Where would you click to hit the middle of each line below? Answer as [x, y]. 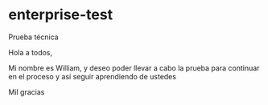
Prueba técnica [33, 37]
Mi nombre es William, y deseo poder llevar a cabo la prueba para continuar [134, 68]
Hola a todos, [31, 52]
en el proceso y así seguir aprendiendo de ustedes [93, 76]
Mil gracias [27, 92]
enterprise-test [61, 15]
